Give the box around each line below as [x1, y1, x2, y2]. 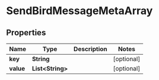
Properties [6, 28, 46, 38]
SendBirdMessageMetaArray [6, 4, 153, 18]
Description [73, 45, 108, 53]
